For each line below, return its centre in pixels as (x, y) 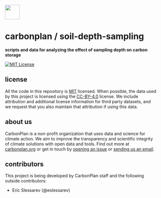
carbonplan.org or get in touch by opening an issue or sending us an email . (80, 149)
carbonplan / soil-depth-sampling (74, 37)
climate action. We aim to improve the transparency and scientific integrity (79, 138)
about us (19, 122)
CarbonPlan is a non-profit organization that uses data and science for (75, 134)
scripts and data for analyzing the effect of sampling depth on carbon (76, 50)
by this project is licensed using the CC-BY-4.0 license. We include (72, 96)
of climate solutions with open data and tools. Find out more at (67, 144)
